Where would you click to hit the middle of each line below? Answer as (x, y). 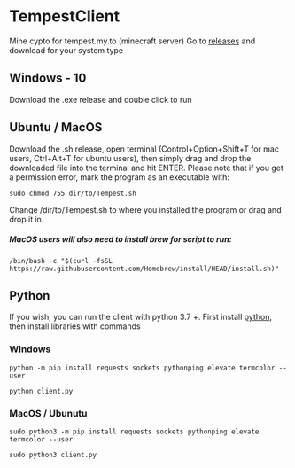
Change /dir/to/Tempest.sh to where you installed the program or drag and (145, 209)
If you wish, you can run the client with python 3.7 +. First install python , (141, 317)
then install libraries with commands (75, 326)
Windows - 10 (48, 78)
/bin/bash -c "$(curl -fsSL (61, 261)
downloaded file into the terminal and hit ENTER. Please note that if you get (146, 168)
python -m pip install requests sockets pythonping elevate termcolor (142, 368)
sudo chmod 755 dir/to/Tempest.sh (73, 193)
